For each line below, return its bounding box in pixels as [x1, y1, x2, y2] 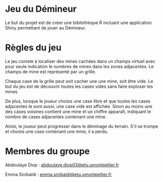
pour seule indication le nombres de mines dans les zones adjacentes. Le [5, 63, 154, 69]
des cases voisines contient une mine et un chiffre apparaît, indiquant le [5, 108, 151, 114]
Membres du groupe [5, 146, 90, 157]
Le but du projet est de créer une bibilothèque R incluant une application [5, 20, 152, 26]
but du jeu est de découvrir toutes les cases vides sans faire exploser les [5, 83, 153, 89]
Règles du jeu [5, 42, 62, 53]
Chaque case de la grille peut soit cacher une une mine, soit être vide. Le [5, 78, 154, 84]
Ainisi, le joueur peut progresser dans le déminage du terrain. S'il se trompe [5, 123, 159, 129]
